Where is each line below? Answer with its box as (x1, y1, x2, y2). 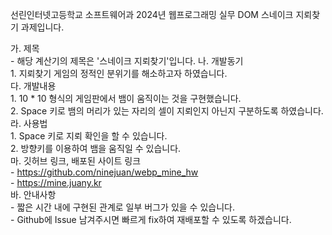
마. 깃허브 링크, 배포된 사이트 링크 (10, 155, 142, 167)
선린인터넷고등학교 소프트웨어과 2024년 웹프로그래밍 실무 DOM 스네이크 (10, 9, 294, 20)
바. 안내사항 (10, 189, 57, 200)
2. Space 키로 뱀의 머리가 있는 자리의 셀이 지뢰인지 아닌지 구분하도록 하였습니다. (10, 105, 324, 117)
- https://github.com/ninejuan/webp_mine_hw (10, 166, 199, 178)
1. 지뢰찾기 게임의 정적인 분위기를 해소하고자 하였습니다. (10, 68, 228, 79)
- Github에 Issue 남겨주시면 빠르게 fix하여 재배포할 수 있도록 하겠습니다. (10, 214, 292, 225)
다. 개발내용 (10, 80, 57, 92)
